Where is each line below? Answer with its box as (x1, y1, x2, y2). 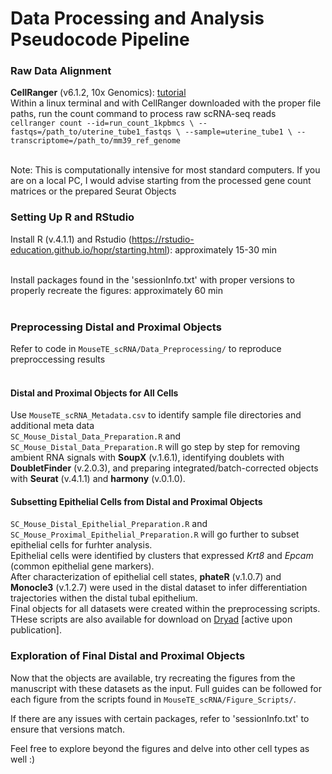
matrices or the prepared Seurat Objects (10, 185, 177, 197)
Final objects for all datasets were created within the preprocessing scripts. (10, 603, 321, 615)
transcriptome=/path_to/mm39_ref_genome (10, 136, 182, 146)
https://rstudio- (131, 233, 195, 245)
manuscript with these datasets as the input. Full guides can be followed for (10, 682, 322, 694)
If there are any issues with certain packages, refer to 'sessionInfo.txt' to (10, 712, 310, 724)
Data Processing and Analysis (10, 7, 265, 30)
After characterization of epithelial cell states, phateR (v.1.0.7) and (10, 571, 282, 583)
